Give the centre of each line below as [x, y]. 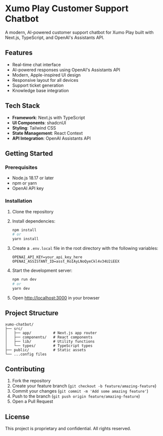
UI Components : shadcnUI [39, 123]
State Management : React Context [47, 133]
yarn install [25, 239]
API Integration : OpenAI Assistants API [51, 138]
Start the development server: [42, 270]
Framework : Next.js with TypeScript [49, 117]
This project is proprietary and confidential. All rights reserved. [68, 429]
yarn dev [21, 288]
